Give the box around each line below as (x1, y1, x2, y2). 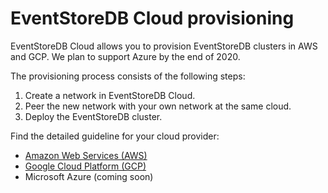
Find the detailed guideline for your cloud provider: (10, 130, 220, 142)
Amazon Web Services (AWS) (24, 149, 148, 161)
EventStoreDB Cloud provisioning (10, 7, 295, 30)
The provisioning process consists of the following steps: (10, 70, 246, 82)
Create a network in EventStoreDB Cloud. (24, 89, 196, 101)
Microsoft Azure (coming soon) (24, 170, 154, 182)
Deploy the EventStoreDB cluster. (24, 110, 163, 122)
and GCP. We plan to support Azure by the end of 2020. (10, 50, 241, 62)
